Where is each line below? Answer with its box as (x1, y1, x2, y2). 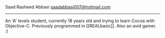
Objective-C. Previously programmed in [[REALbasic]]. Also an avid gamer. (5, 23, 157, 28)
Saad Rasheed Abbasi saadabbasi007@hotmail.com (5, 4, 111, 10)
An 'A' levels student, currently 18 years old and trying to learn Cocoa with (5, 18, 155, 24)
